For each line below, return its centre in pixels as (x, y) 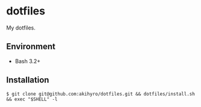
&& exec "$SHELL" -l (32, 99)
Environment (31, 47)
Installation (28, 80)
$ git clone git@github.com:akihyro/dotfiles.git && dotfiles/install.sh (101, 94)
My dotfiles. (21, 28)
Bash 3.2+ (28, 61)
